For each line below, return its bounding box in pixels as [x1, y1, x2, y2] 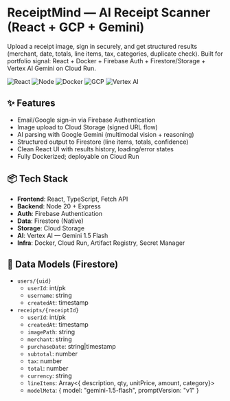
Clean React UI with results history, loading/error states [16, 144, 174, 153]
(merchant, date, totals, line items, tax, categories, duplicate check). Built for [7, 50, 223, 58]
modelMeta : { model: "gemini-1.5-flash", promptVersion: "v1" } [27, 387, 199, 395]
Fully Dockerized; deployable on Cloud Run [16, 152, 139, 160]
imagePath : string [27, 328, 76, 336]
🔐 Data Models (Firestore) [7, 258, 119, 270]
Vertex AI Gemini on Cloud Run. [7, 64, 96, 72]
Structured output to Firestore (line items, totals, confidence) [16, 138, 189, 146]
